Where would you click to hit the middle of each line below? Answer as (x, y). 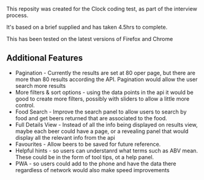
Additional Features (45, 58)
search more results (40, 85)
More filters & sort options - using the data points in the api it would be (104, 92)
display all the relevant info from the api (65, 137)
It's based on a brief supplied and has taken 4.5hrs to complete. (87, 27)
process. (17, 15)
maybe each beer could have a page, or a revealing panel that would (102, 131)
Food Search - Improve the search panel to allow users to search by (101, 112)
